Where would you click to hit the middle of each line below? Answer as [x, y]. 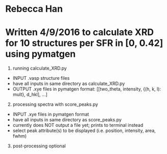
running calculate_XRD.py [40, 68]
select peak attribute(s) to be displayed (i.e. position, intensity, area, [84, 130]
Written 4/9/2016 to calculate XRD [80, 32]
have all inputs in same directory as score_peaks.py [67, 120]
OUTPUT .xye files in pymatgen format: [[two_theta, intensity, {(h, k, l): [87, 89]
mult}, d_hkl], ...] [30, 95]
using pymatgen [41, 54]
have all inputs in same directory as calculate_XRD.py [69, 84]
